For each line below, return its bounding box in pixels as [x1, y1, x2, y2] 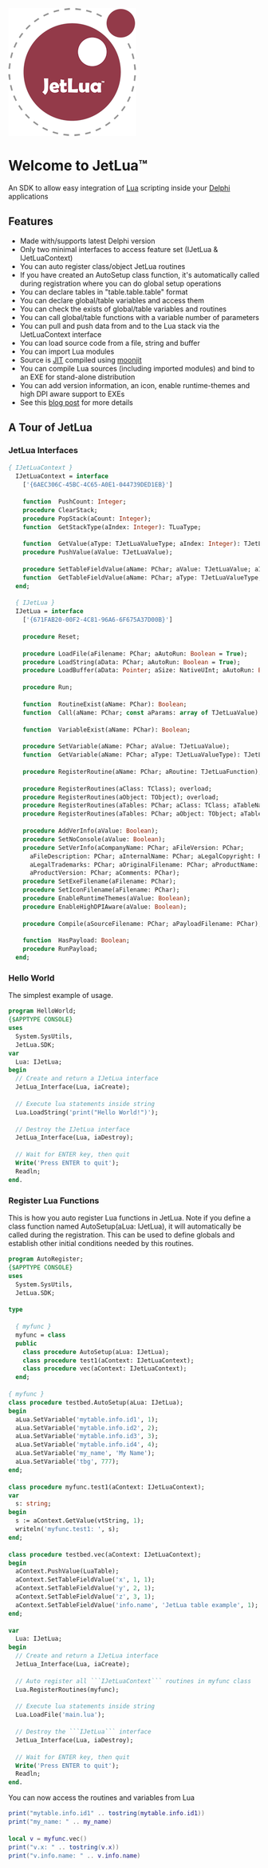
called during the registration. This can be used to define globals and [8, 1230, 235, 1240]
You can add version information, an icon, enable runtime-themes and [19, 380, 250, 390]
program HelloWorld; [8, 1007, 77, 1016]
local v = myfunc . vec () [8, 1834, 88, 1842]
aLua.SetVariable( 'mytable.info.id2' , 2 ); [15, 1424, 159, 1432]
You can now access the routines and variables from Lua [8, 1793, 195, 1802]
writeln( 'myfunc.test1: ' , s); [15, 1525, 120, 1533]
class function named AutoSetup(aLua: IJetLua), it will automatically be [8, 1221, 242, 1232]
